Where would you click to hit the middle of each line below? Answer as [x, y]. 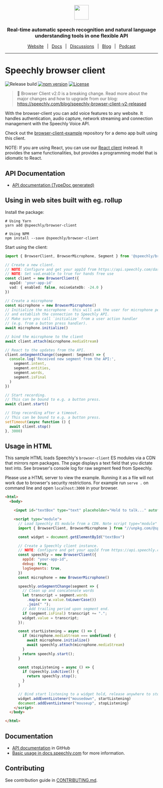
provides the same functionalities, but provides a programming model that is [81, 153]
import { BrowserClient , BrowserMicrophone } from [70, 528]
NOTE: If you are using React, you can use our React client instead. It [74, 148]
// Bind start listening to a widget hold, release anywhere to [84, 694]
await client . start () [27, 404]
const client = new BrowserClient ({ [42, 279]
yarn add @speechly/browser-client [41, 225]
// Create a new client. [30, 265]
